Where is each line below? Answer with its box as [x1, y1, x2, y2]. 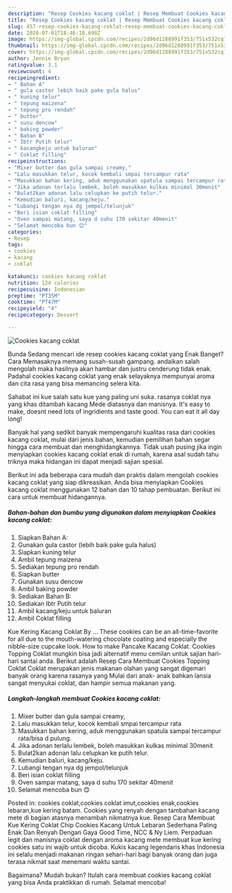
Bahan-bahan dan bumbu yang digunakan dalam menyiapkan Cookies [8, 508, 216, 517]
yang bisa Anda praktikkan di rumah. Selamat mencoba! [8, 878, 167, 886]
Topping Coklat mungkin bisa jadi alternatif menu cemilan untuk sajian [8, 649, 207, 657]
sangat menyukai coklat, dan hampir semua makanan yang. [8, 678, 176, 687]
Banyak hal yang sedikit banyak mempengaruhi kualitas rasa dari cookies [8, 428, 215, 436]
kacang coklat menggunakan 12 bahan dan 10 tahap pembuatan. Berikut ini [8, 485, 221, 494]
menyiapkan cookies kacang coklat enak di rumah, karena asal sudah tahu [8, 450, 219, 458]
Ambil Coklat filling [17, 614, 72, 622]
